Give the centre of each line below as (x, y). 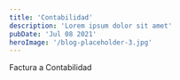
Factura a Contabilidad (51, 68)
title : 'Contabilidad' (51, 17)
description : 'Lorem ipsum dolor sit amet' (91, 26)
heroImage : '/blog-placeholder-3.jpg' (81, 42)
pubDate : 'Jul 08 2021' (53, 34)
